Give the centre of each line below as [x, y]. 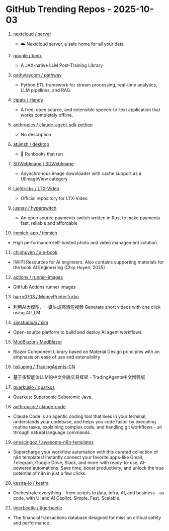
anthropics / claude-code [39, 406]
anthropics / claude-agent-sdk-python [53, 125]
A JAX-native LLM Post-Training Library [62, 65]
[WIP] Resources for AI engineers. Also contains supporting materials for [88, 262]
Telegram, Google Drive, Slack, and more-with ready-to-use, [76, 462]
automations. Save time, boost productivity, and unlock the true [98, 468]
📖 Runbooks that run [42, 154]
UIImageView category [44, 179]
